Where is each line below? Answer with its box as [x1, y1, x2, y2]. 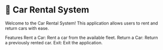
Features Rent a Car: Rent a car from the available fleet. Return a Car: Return [5, 35, 158, 40]
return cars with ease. [5, 25, 49, 31]
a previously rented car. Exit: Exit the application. [5, 39, 103, 45]
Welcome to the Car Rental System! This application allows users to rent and [5, 20, 158, 26]
